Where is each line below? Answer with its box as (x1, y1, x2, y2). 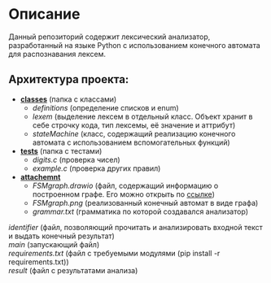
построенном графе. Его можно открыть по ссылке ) (32, 189, 216, 199)
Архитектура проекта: (8, 72, 129, 86)
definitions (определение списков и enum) (32, 102, 179, 112)
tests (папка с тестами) (20, 146, 103, 155)
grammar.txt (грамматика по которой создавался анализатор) (32, 207, 249, 216)
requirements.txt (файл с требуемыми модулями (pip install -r (8, 248, 221, 258)
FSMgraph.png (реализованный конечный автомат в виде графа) (32, 198, 259, 207)
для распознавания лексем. (8, 49, 106, 59)
